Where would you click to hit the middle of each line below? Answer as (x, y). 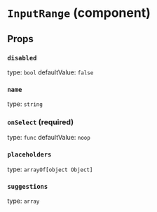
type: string (25, 104)
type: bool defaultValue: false (50, 72)
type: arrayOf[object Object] (50, 169)
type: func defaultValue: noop (49, 138)
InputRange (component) (79, 13)
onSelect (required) (41, 122)
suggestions (28, 186)
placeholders (29, 155)
